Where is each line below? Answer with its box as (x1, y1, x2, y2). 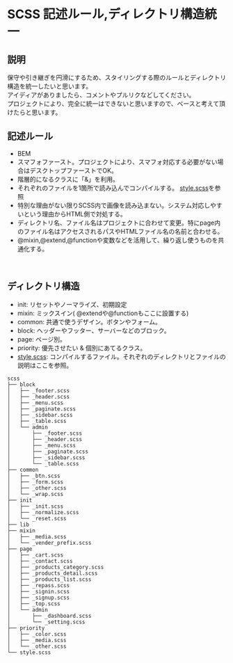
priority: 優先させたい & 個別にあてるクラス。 (17, 344, 147, 352)
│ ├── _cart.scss (7, 551, 64, 559)
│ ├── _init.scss (7, 502, 64, 510)
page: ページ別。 (17, 335, 66, 343)
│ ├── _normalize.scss (7, 509, 79, 516)
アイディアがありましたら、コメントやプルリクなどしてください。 (7, 91, 195, 99)
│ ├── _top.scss (7, 600, 61, 607)
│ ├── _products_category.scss (7, 564, 104, 570)
